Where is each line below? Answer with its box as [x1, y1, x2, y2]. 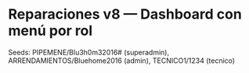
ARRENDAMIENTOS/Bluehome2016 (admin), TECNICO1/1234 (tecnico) [8, 56, 236, 65]
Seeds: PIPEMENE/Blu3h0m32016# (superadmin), [8, 47, 170, 57]
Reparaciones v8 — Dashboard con [8, 5, 243, 23]
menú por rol [8, 22, 93, 40]
